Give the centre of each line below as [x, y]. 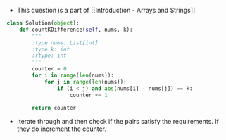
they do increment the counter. [62, 129]
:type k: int [51, 49]
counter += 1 [89, 95]
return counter [54, 108]
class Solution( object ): [43, 23]
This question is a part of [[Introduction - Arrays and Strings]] [106, 10]
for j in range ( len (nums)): [86, 82]
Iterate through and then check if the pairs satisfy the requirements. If [118, 122]
